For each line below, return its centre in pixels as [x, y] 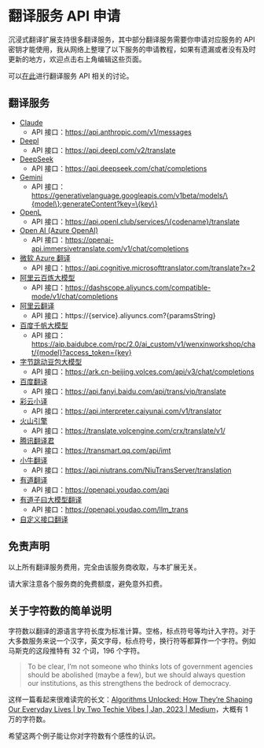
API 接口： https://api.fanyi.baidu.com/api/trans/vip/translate [128, 391]
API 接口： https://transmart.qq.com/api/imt [101, 450]
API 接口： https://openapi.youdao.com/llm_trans [110, 509]
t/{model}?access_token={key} [81, 352]
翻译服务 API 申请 [64, 16]
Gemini [31, 177]
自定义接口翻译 [44, 519]
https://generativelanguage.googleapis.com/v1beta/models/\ [129, 195]
